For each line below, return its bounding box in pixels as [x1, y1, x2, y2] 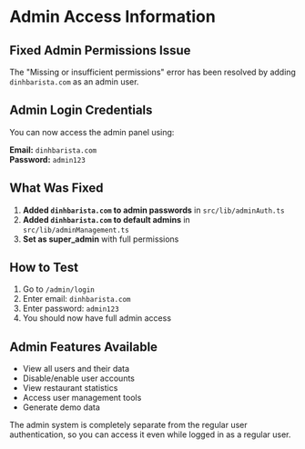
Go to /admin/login [22, 284, 96, 294]
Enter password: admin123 [22, 303, 120, 314]
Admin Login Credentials [9, 103, 153, 118]
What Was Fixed [9, 180, 104, 196]
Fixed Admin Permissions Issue [9, 43, 191, 58]
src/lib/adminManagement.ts [22, 225, 129, 234]
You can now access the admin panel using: [9, 126, 175, 137]
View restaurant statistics [22, 383, 118, 394]
